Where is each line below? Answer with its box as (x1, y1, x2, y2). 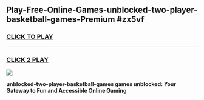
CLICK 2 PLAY (6, 55, 49, 64)
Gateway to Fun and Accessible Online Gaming (6, 87, 127, 94)
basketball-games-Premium (6, 15, 115, 25)
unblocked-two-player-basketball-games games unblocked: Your (6, 80, 176, 87)
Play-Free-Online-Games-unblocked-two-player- (6, 5, 198, 15)
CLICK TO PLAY (6, 33, 53, 41)
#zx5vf (117, 15, 144, 25)
